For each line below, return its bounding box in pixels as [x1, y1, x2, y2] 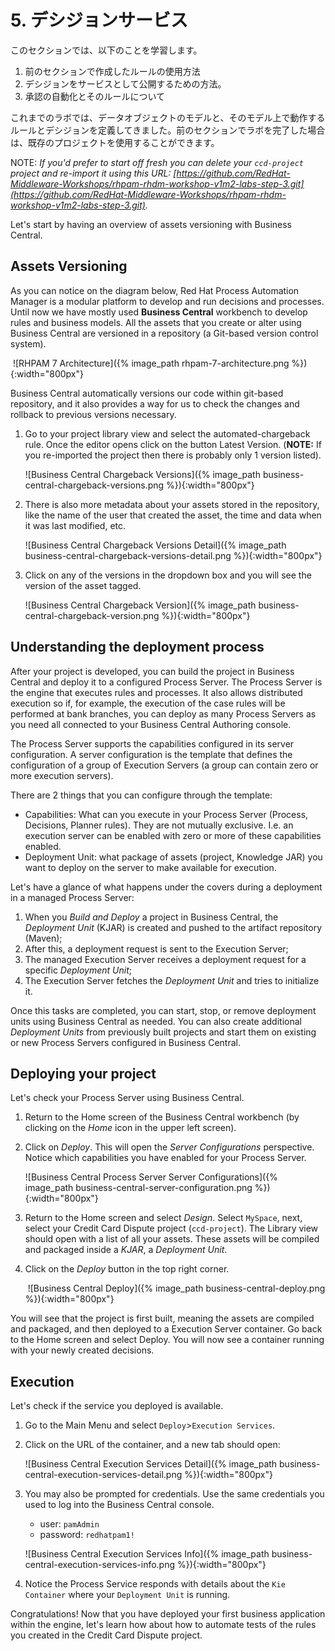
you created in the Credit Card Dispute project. [10, 1629, 203, 1641]
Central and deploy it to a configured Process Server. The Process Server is [10, 676, 323, 688]
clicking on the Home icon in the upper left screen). [24, 1122, 237, 1134]
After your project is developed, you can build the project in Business [10, 665, 295, 677]
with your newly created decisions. [10, 1344, 155, 1356]
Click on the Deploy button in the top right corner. [24, 1263, 230, 1275]
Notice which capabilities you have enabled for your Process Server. [24, 1152, 307, 1164]
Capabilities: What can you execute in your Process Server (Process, [24, 808, 309, 820]
